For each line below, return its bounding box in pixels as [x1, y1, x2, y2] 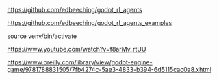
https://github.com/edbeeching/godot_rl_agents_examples [7, 19, 172, 26]
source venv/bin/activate [7, 32, 77, 40]
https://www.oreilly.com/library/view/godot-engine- [7, 58, 153, 66]
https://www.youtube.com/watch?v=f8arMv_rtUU [7, 45, 146, 53]
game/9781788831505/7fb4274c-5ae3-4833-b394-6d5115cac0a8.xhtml [7, 66, 212, 73]
